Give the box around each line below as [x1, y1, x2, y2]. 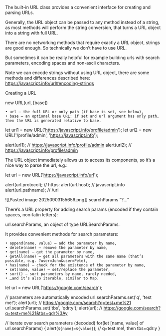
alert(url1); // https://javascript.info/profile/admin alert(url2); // [5, 142, 132, 148]
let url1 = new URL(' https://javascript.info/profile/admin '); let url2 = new [5, 127, 152, 133]
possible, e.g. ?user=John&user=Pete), [5, 258, 88, 263]
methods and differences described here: [5, 75, 91, 81]
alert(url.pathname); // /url [5, 187, 59, 193]
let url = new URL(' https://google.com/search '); [5, 285, 103, 290]
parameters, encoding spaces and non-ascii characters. [5, 60, 121, 66]
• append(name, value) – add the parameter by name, [5, 241, 117, 246]
